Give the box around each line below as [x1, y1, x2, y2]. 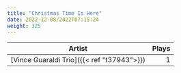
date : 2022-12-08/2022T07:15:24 [7, 16, 99, 23]
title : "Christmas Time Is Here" [7, 9, 102, 17]
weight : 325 [7, 22, 41, 29]
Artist [68, 44, 87, 53]
